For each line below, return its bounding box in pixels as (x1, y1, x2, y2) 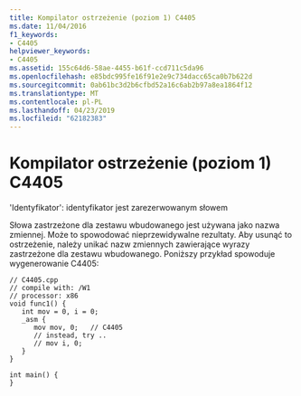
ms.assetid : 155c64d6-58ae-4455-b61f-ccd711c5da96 (9, 64, 204, 73)
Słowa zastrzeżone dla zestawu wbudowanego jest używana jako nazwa (9, 220, 280, 231)
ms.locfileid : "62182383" (9, 114, 107, 123)
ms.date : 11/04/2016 (9, 22, 88, 31)
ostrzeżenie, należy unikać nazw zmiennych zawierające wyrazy (9, 239, 250, 250)
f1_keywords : (9, 30, 59, 39)
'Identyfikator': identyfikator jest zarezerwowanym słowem (9, 203, 229, 213)
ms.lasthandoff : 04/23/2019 (9, 106, 116, 115)
